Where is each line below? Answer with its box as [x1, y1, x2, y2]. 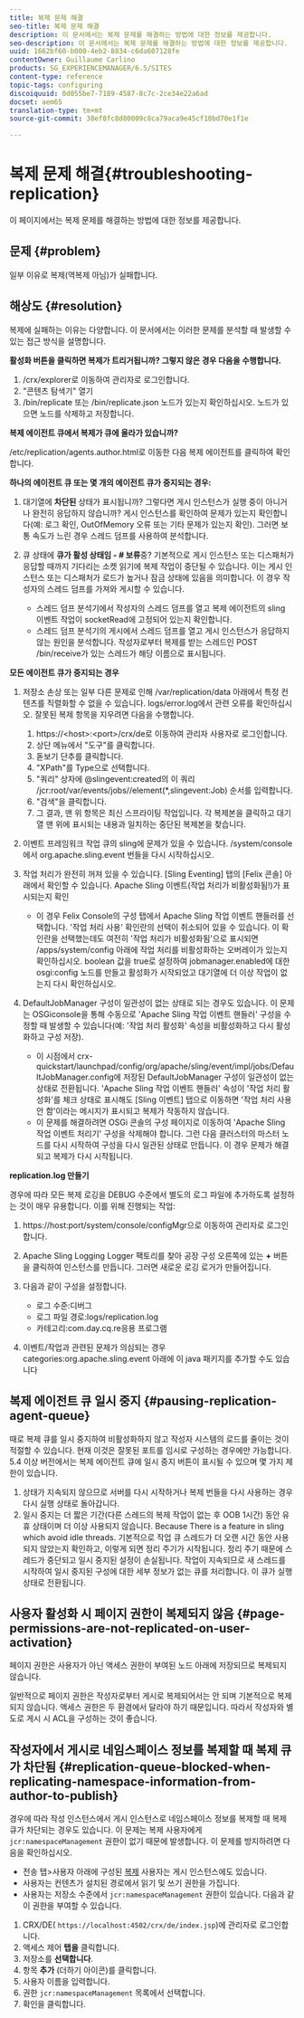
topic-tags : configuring [9, 81, 103, 90]
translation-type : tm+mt [9, 106, 103, 115]
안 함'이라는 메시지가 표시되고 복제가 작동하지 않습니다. [35, 1105, 230, 1116]
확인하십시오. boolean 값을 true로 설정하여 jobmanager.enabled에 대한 [35, 956, 290, 966]
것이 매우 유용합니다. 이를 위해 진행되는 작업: [18, 1200, 176, 1211]
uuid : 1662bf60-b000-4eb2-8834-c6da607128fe [9, 47, 180, 56]
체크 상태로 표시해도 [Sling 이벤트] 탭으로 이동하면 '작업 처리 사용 [62, 1094, 292, 1105]
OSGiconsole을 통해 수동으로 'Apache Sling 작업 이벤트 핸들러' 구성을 [32, 1008, 282, 1019]
